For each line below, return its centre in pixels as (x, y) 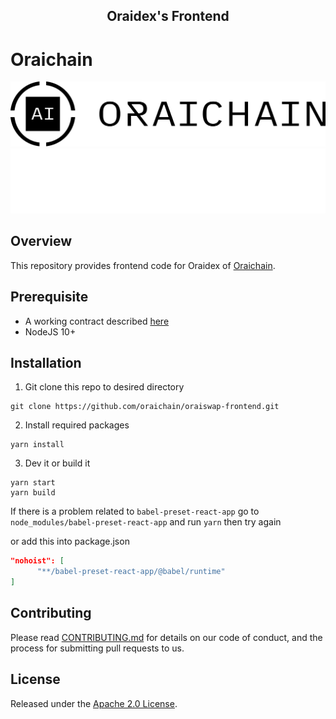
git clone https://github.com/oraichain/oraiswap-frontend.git (145, 407)
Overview (41, 241)
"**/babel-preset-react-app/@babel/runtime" (131, 572)
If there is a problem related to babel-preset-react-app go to (135, 511)
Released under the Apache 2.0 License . (94, 703)
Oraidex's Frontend (168, 16)
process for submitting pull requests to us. (97, 648)
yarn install (37, 445)
